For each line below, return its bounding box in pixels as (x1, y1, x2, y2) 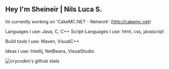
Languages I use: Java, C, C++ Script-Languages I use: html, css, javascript (5, 28, 164, 34)
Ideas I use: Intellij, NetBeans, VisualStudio (5, 48, 94, 54)
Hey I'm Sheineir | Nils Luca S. (5, 5, 103, 14)
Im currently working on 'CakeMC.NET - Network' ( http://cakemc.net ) (5, 18, 151, 24)
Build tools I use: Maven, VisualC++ (5, 38, 80, 44)
